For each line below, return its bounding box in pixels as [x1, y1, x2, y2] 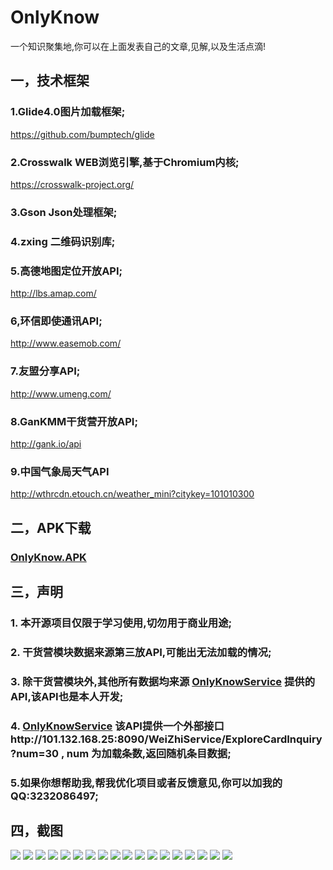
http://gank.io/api [10, 437, 82, 450]
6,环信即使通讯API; [10, 314, 103, 328]
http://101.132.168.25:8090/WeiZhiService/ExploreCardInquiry [10, 732, 323, 746]
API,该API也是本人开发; [10, 689, 124, 703]
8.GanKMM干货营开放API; [10, 414, 139, 428]
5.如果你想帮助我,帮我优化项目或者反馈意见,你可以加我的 [10, 776, 283, 790]
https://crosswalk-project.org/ [10, 178, 135, 190]
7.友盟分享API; [10, 364, 81, 378]
